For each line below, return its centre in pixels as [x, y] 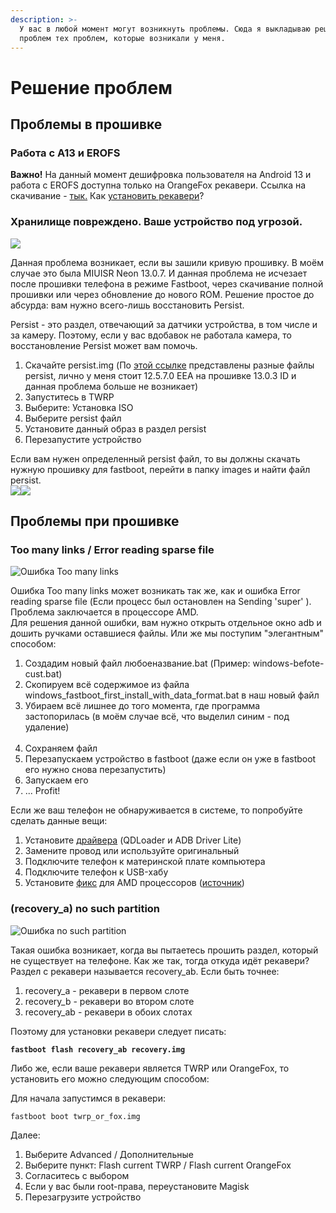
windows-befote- [288, 663]
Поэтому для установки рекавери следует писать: [118, 1031]
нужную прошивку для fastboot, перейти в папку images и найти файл [160, 469]
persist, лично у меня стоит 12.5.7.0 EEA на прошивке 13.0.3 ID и [160, 375]
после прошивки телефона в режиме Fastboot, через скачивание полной [167, 283]
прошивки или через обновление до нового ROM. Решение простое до [162, 294]
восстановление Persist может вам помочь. [104, 345]
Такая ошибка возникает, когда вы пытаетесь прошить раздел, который [164, 950]
